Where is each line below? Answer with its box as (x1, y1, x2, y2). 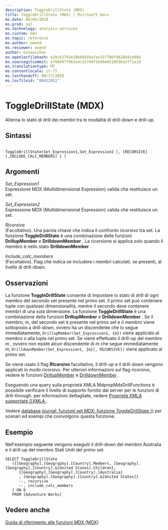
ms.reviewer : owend (5, 45, 46, 50)
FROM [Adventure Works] (12, 492, 62, 497)
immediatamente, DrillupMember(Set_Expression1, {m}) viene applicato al (5, 330, 159, 336)
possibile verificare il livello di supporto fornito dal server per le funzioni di (5, 387, 159, 393)
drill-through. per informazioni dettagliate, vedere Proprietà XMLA (5, 393, 142, 399)
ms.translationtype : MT (5, 64, 55, 69)
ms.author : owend (5, 41, 42, 46)
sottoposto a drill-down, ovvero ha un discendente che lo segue (5, 325, 138, 331)
